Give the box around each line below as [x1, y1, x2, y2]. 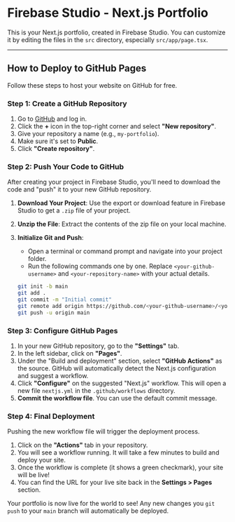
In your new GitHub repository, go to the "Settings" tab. [17, 342, 180, 350]
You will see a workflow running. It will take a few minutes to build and [17, 448, 220, 457]
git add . [17, 290, 47, 297]
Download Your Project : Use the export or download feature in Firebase [17, 199, 226, 208]
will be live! [17, 471, 50, 479]
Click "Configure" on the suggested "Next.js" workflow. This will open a [17, 379, 227, 387]
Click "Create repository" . [17, 145, 95, 153]
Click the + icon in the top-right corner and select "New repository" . [17, 122, 217, 130]
